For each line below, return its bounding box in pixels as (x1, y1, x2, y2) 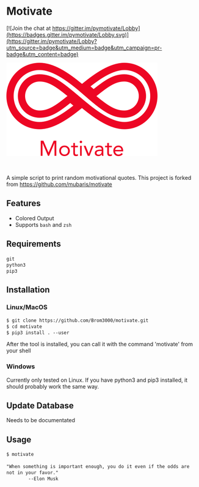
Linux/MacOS (6, 303, 48, 311)
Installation (6, 284, 50, 295)
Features (6, 198, 41, 209)
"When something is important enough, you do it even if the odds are (6, 464, 190, 470)
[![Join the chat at (6, 24, 51, 32)
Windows (6, 362, 35, 371)
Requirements (6, 239, 61, 249)
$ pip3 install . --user (6, 330, 70, 336)
